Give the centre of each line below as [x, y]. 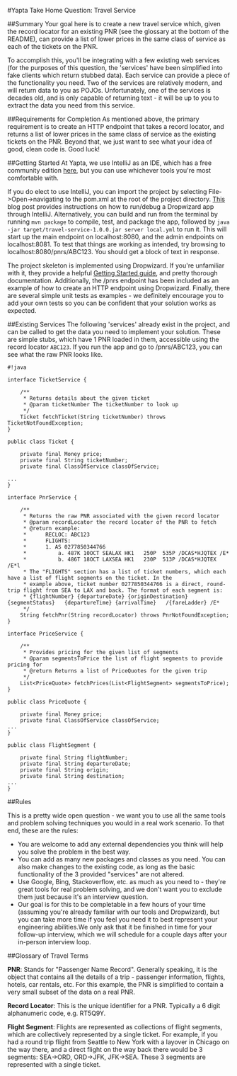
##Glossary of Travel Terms [48, 956]
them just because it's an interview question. [83, 897]
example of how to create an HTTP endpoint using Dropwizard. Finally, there [118, 288]
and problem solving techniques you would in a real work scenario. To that [116, 823]
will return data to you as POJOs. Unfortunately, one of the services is [109, 90]
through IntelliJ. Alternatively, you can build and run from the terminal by [112, 214]
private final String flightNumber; [74, 757]
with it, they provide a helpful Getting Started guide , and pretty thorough [112, 273]
